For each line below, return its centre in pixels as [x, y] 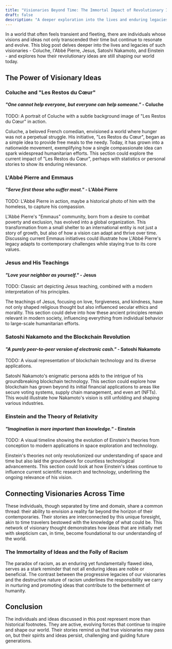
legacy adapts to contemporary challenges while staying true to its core [81, 244]
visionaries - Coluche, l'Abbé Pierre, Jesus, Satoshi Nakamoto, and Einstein [85, 51]
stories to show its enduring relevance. [46, 164]
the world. [16, 539]
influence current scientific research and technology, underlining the [78, 472]
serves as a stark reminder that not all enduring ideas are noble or [75, 569]
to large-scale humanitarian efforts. [43, 324]
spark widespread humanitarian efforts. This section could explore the [79, 153]
